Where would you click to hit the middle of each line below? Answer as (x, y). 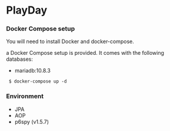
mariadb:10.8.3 (33, 71)
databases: (20, 59)
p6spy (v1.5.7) (31, 122)
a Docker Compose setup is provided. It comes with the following (85, 53)
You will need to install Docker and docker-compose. (70, 41)
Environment (25, 96)
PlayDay (27, 10)
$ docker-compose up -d (38, 81)
